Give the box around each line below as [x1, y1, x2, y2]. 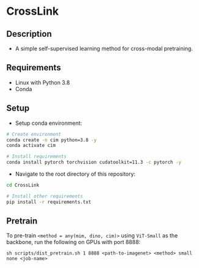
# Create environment [6, 131, 62, 137]
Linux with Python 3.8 [15, 78, 70, 86]
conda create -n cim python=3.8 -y [6, 136, 97, 143]
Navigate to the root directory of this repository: [15, 170, 136, 177]
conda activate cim [6, 143, 56, 149]
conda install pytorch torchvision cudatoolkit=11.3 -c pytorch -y [6, 159, 182, 166]
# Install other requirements [6, 193, 84, 199]
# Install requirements [6, 154, 67, 160]
